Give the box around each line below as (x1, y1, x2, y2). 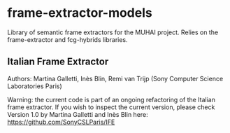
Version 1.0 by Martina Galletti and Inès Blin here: (7, 110, 148, 118)
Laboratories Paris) (7, 82, 63, 90)
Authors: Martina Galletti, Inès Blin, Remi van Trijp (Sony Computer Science (7, 74, 224, 83)
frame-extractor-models (7, 5, 152, 21)
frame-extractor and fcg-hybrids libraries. (7, 35, 128, 43)
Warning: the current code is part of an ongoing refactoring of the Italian (7, 95, 215, 104)
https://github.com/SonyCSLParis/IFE (7, 118, 115, 126)
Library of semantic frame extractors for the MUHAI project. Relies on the (7, 28, 219, 36)
